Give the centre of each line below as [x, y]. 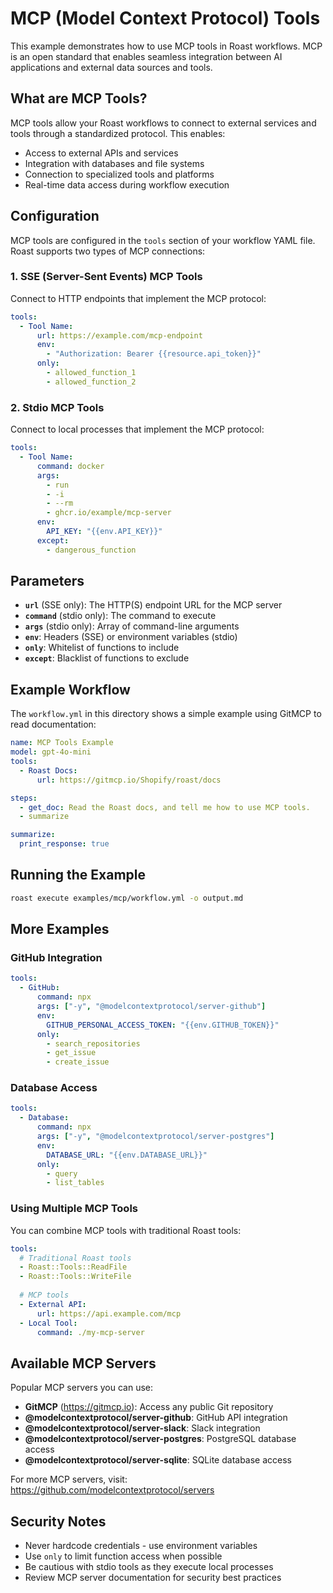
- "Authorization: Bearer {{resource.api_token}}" [154, 354]
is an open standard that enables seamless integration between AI [146, 56]
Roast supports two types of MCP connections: [108, 251]
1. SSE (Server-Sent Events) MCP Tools [106, 277]
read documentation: [53, 724]
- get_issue [71, 1053]
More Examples [60, 929]
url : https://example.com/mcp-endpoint [119, 335]
